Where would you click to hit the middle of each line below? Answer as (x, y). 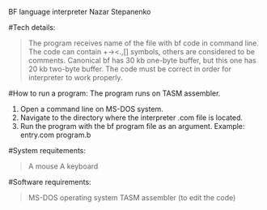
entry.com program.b (55, 135)
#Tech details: (32, 27)
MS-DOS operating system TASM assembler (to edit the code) (132, 197)
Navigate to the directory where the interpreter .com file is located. (131, 118)
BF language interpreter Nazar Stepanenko (80, 12)
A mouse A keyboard (63, 166)
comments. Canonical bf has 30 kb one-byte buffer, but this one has (142, 60)
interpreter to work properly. (75, 77)
